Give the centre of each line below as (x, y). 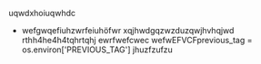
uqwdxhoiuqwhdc (42, 13)
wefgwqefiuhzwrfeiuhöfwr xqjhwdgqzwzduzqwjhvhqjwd (128, 30)
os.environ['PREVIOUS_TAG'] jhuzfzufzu (97, 50)
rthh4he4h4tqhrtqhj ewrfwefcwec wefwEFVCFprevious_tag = (137, 40)
